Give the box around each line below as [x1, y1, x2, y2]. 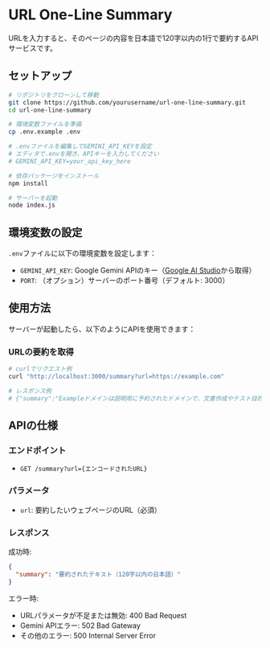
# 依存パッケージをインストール [8, 171, 100, 180]
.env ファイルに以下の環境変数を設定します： [8, 248, 157, 258]
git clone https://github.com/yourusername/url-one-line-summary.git [8, 98, 247, 106]
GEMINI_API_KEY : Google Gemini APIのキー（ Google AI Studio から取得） [19, 265, 256, 275]
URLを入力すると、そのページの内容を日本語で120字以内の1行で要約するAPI [8, 33, 259, 43]
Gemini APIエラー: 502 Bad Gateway [19, 621, 141, 630]
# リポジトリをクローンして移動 [8, 91, 99, 99]
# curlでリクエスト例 [8, 365, 72, 373]
